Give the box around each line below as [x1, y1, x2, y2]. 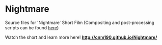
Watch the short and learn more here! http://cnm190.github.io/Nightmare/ [5, 34, 157, 40]
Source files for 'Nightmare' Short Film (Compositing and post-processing [5, 20, 155, 25]
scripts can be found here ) [5, 24, 59, 30]
